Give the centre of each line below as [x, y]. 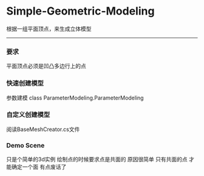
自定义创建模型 [28, 115]
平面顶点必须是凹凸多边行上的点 [46, 66]
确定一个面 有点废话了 [39, 167]
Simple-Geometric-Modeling [80, 11]
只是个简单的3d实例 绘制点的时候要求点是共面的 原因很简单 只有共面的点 [97, 160]
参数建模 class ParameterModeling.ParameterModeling [75, 98]
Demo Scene [25, 145]
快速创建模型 [25, 83]
